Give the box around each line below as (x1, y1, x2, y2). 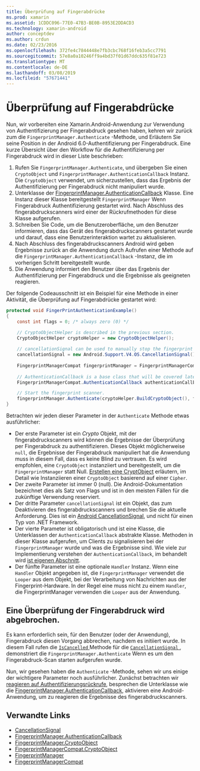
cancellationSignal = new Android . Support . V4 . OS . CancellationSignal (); (17, 351, 198, 358)
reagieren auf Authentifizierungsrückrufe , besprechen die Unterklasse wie (6, 680, 189, 687)
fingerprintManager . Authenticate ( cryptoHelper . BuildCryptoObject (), (17, 396, 190, 402)
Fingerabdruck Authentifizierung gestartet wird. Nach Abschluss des (14, 202, 184, 209)
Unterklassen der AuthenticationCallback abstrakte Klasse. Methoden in (14, 532, 193, 539)
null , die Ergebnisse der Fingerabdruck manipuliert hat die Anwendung (14, 449, 190, 457)
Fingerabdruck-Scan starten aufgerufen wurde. (6, 656, 123, 663)
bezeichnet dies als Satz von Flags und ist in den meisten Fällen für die (14, 487, 189, 494)
